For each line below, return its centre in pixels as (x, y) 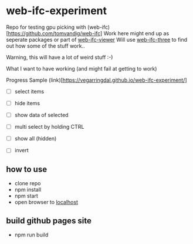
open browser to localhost (46, 202)
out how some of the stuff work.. (45, 46)
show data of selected (41, 115)
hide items (27, 103)
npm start (26, 196)
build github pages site (49, 221)
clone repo (28, 183)
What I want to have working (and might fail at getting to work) (82, 68)
